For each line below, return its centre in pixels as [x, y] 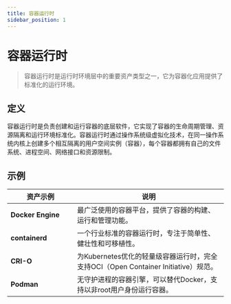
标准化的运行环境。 [51, 85]
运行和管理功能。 [104, 220]
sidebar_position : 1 [37, 20]
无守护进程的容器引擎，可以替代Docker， [144, 280]
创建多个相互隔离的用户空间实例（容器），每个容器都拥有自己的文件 [126, 143]
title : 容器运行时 [31, 13]
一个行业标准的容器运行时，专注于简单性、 [146, 233]
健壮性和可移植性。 [108, 244]
